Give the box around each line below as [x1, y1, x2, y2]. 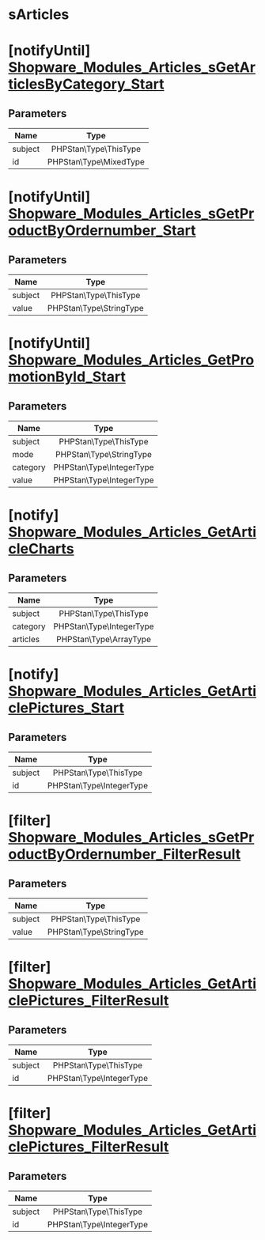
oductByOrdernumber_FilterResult [8, 845, 241, 864]
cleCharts [8, 540, 74, 558]
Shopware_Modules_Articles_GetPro [8, 351, 255, 369]
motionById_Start [8, 368, 127, 386]
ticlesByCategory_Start [8, 75, 165, 93]
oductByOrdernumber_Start [8, 221, 196, 240]
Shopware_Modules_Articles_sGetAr [8, 59, 256, 77]
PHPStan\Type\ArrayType [56, 634, 152, 645]
